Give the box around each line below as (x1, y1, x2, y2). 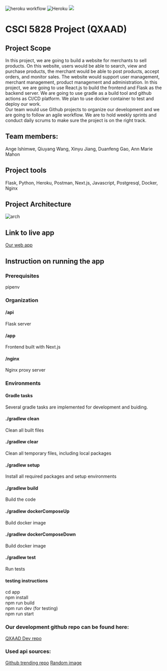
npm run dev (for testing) (5, 605, 58, 612)
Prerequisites (5, 272, 39, 279)
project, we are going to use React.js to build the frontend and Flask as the (5, 85, 162, 91)
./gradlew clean (5, 416, 39, 422)
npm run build (5, 600, 35, 606)
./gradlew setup (5, 462, 40, 468)
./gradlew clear (5, 439, 38, 445)
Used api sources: (5, 648, 51, 655)
